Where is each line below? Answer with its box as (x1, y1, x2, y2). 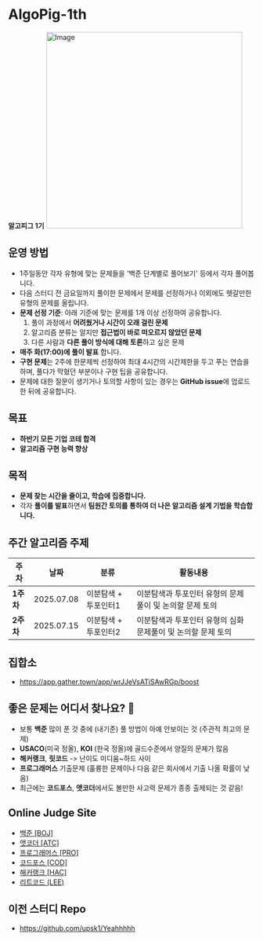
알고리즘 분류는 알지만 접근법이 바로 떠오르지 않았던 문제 (31, 328, 202, 337)
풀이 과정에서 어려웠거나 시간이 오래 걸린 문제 (31, 317, 168, 327)
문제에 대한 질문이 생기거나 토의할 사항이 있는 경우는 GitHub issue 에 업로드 (19, 376, 250, 386)
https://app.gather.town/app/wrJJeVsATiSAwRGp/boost (19, 677, 200, 687)
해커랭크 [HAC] (19, 867, 67, 877)
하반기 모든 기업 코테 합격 (19, 434, 96, 443)
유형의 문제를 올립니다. (19, 298, 89, 307)
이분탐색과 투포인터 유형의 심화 (136, 615, 244, 626)
